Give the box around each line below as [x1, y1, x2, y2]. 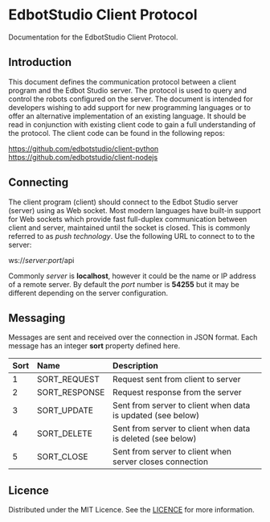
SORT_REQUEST [36, 374, 100, 385]
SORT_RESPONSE [36, 387, 105, 398]
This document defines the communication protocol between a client [8, 76, 237, 86]
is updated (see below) [112, 410, 200, 421]
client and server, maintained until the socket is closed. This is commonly [8, 223, 251, 232]
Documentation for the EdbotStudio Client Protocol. [8, 32, 178, 42]
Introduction [8, 55, 72, 69]
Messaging [8, 311, 66, 325]
